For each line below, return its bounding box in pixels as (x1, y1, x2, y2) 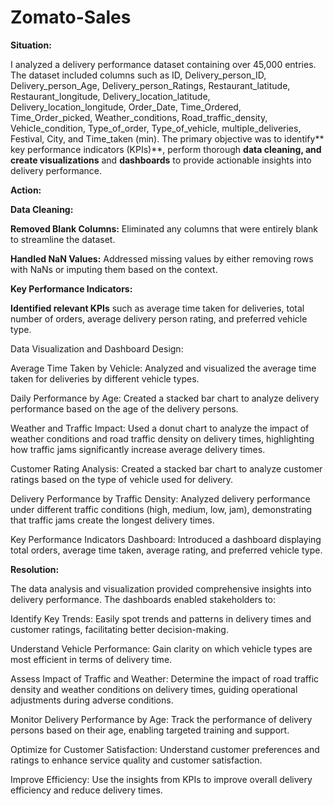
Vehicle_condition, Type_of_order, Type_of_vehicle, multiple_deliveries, (10, 122, 302, 134)
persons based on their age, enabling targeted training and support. (10, 724, 290, 736)
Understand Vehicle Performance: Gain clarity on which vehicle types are (10, 642, 313, 655)
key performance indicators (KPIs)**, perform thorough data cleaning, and (10, 143, 322, 155)
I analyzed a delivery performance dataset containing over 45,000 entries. (10, 58, 317, 70)
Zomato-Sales (10, 6, 132, 29)
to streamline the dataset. (10, 233, 116, 245)
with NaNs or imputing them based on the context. (10, 263, 218, 275)
